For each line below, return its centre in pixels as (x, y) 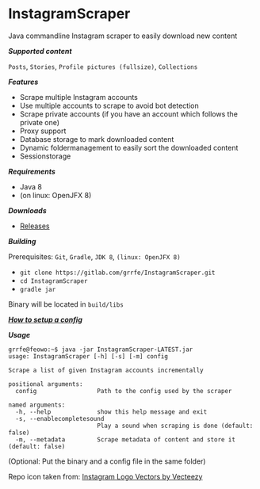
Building (22, 241)
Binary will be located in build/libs (66, 304)
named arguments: (37, 405)
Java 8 (31, 186)
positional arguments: (46, 384)
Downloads (27, 210)
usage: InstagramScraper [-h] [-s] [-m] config (88, 356)
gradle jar (38, 289)
